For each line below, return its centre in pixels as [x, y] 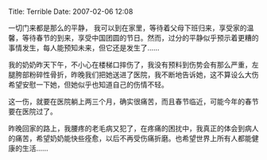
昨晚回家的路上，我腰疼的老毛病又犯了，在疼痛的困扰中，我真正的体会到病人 [133, 128]
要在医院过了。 [33, 111]
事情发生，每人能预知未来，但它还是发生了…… [84, 48]
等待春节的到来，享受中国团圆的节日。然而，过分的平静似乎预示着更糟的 [140, 38]
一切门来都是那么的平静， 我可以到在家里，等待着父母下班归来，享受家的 [128, 28]
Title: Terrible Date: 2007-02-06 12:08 [71, 12]
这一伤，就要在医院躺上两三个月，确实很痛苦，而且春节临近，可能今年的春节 [133, 101]
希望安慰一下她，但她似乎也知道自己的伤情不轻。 [88, 84]
